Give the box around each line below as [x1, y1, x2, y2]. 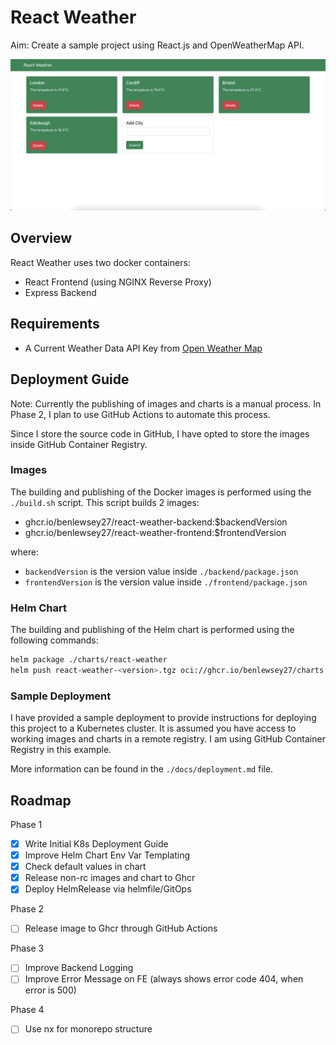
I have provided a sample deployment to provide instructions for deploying [10, 712, 317, 724]
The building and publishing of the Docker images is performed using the [10, 486, 312, 498]
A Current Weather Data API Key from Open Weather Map [24, 342, 263, 354]
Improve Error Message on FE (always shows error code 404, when [24, 973, 304, 985]
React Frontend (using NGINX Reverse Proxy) [24, 276, 212, 288]
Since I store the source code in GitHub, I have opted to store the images [10, 427, 310, 440]
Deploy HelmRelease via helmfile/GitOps [24, 883, 192, 895]
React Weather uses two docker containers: [10, 256, 191, 268]
